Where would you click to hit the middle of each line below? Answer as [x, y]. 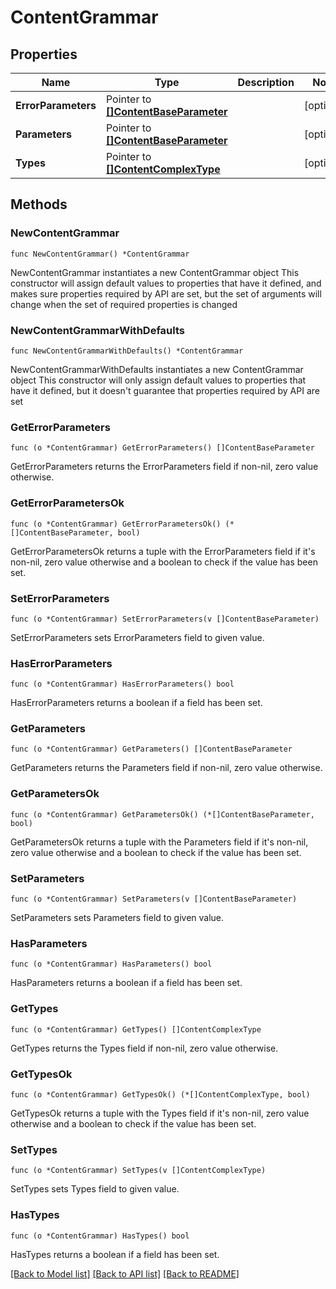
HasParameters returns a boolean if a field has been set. [126, 983]
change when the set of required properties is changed [124, 304]
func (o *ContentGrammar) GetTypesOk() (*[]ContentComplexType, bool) [160, 1094]
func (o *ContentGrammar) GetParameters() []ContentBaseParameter [151, 749]
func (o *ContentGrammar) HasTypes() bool [100, 1236]
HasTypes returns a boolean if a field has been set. [115, 1254]
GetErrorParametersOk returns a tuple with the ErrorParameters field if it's [163, 551]
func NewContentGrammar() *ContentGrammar [100, 254]
